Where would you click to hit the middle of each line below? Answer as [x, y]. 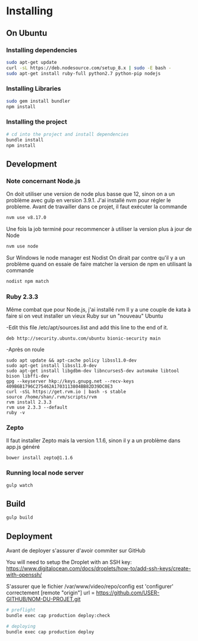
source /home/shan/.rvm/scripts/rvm [51, 397]
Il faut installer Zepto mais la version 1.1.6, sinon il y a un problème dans [93, 440]
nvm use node [22, 246]
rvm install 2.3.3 [29, 402]
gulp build [20, 517]
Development [32, 164]
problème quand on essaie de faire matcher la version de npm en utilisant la [99, 264]
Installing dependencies [42, 50]
